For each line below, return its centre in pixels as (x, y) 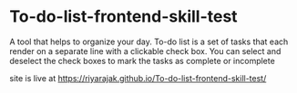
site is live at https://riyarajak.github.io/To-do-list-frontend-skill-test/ (138, 78)
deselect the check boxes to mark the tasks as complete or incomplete (142, 60)
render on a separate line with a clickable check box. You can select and (145, 51)
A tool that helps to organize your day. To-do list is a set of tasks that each (149, 42)
